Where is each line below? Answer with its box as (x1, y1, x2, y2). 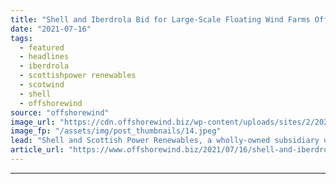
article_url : (10, 145, 65, 155)
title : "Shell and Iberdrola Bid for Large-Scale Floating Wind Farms (10, 14, 311, 25)
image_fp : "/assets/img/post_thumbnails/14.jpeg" (10, 126, 222, 136)
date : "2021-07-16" (10, 24, 92, 34)
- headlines (19, 52, 70, 62)
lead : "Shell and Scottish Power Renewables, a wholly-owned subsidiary (10, 136, 320, 146)
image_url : (10, 117, 56, 127)
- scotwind (19, 80, 65, 90)
